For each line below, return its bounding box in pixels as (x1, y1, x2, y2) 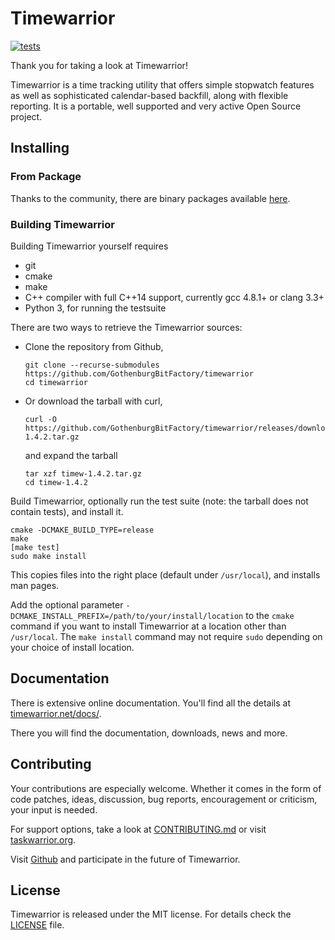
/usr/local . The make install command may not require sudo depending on (10, 630, 323, 642)
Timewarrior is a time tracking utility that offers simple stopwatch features (10, 78, 315, 91)
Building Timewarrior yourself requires (10, 240, 169, 252)
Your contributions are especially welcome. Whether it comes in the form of (10, 782, 322, 794)
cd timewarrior (24, 377, 89, 387)
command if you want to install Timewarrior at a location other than (10, 620, 287, 632)
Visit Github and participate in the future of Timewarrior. (10, 853, 241, 865)
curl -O (24, 414, 57, 424)
